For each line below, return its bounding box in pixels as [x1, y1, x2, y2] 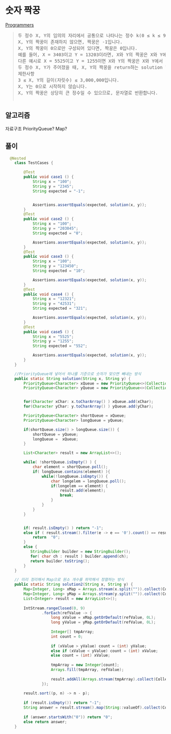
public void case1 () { [23, 174, 74, 180]
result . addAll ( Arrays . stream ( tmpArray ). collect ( [50, 676, 156, 682]
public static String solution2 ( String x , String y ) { [14, 582, 133, 587]
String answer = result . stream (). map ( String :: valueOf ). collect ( [23, 705, 163, 711]
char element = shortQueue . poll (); [32, 465, 108, 470]
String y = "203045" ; [32, 226, 79, 231]
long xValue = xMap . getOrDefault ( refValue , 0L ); [50, 615, 156, 620]
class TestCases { [14, 160, 53, 166]
